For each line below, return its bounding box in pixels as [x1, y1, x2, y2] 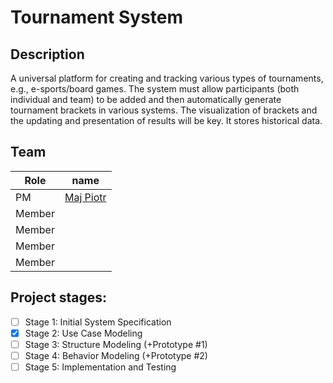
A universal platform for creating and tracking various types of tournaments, [10, 72, 324, 84]
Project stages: [10, 289, 108, 306]
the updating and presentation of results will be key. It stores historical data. [10, 115, 323, 126]
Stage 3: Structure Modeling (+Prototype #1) [24, 338, 208, 350]
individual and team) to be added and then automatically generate [10, 94, 282, 105]
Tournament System [10, 6, 184, 29]
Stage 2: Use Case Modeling [24, 327, 143, 339]
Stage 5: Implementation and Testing [24, 361, 177, 373]
